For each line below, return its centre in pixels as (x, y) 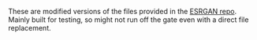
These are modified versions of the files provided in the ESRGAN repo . (123, 11)
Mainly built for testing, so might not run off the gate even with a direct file (128, 20)
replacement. (30, 28)
